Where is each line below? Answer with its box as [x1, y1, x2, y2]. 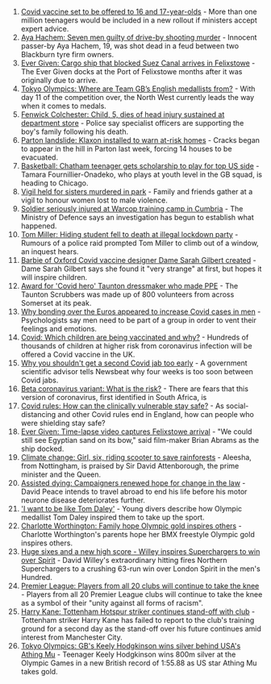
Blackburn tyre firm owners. [20, 50, 115, 59]
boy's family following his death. [20, 127, 128, 136]
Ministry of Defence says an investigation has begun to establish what [20, 213, 254, 222]
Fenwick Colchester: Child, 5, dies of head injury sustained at [20, 110, 225, 119]
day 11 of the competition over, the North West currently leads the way [20, 93, 255, 102]
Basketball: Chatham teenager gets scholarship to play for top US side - [20, 161, 260, 170]
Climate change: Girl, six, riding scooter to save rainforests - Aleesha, [20, 453, 252, 462]
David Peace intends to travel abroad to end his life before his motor [20, 487, 248, 496]
